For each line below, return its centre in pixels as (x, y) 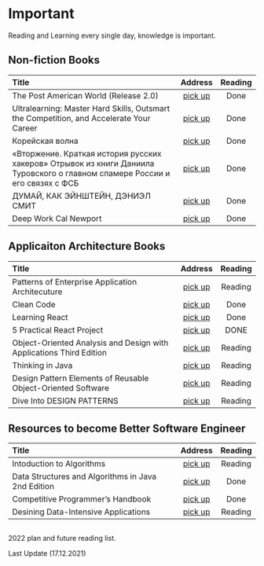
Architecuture (37, 292)
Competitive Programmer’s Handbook (82, 499)
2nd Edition (33, 487)
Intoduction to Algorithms (59, 464)
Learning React (40, 317)
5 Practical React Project (58, 329)
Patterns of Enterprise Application (75, 281)
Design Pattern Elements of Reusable (81, 378)
